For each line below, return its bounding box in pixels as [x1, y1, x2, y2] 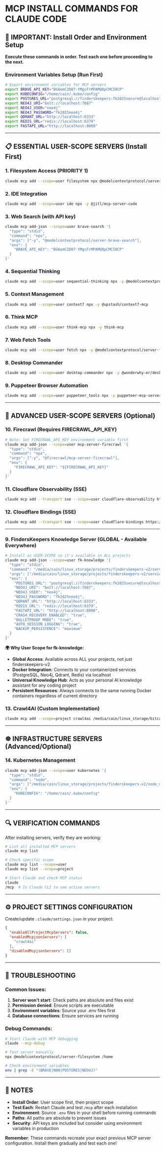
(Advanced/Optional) [5, 742, 72, 751]
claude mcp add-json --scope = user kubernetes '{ [5, 768, 107, 773]
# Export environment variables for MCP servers [5, 82, 107, 88]
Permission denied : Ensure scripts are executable [12, 1002, 114, 1008]
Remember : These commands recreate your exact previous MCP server [5, 1135, 151, 1141]
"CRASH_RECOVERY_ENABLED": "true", [14, 612, 87, 618]
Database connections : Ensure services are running [12, 1013, 119, 1019]
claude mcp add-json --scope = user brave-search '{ [5, 224, 111, 229]
